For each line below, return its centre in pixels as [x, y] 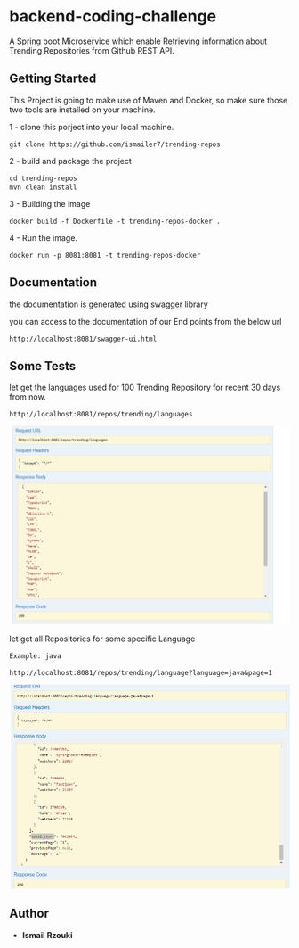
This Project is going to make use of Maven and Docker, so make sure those [149, 100]
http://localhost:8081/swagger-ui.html [83, 339]
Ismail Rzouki [47, 935]
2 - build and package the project [70, 161]
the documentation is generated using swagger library [109, 304]
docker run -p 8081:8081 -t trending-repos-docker [105, 255]
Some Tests [43, 366]
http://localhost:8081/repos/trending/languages [101, 415]
